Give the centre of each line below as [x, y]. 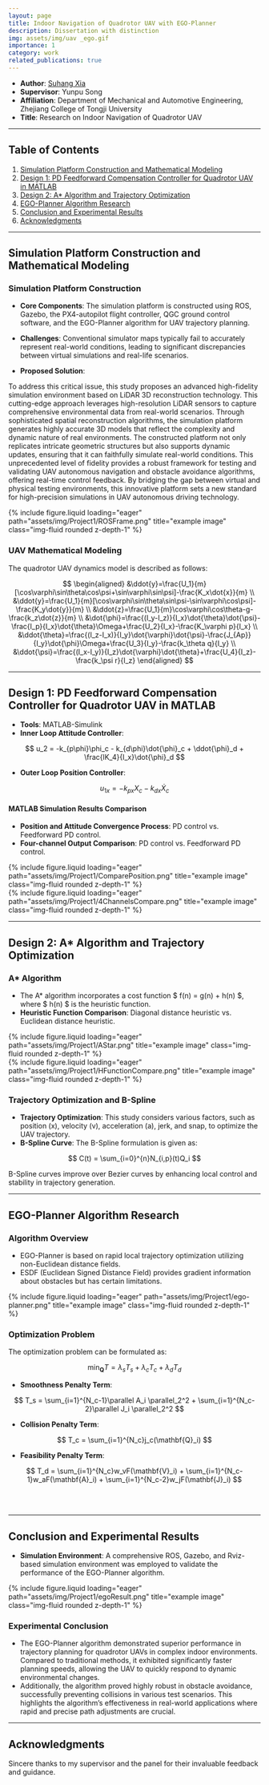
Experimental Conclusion [58, 1625]
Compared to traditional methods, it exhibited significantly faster [126, 1661]
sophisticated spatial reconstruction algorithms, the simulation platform [126, 421]
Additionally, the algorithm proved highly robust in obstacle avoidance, [136, 1686]
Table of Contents [54, 150]
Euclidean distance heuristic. [68, 1021]
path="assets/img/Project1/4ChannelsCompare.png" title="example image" [133, 902]
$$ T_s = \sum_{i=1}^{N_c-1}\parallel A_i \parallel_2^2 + [105, 1400]
